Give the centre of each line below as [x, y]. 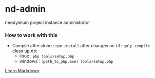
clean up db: [25, 51]
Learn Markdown [22, 71]
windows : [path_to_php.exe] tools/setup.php [66, 61]
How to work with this [31, 35]
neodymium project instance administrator [48, 22]
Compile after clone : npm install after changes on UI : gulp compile [81, 46]
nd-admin [25, 9]
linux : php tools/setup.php [47, 56]
